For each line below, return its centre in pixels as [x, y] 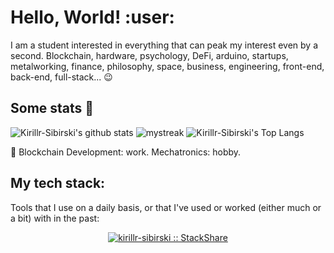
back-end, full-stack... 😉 [61, 77]
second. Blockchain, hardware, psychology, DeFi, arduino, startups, [149, 55]
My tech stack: [58, 183]
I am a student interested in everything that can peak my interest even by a [164, 45]
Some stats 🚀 [52, 108]
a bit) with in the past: [55, 218]
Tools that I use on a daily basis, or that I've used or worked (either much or [166, 207]
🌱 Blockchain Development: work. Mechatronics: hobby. [126, 152]
